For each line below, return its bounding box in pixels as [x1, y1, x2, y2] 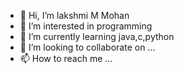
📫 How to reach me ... [19, 53, 113, 64]
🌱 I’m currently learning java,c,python [19, 31, 175, 42]
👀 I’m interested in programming [19, 20, 153, 32]
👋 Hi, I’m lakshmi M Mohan [19, 10, 130, 21]
